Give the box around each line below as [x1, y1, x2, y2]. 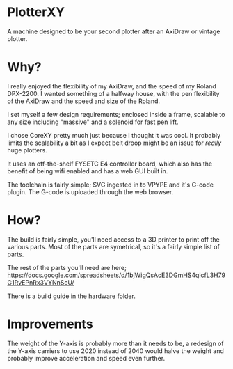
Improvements [7, 316, 93, 331]
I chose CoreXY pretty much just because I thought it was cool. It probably [7, 131, 221, 139]
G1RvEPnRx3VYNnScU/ [7, 278, 74, 286]
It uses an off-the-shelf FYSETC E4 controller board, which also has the [7, 159, 213, 168]
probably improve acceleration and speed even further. [7, 354, 166, 362]
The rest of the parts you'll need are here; [7, 263, 127, 272]
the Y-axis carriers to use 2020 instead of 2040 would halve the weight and [7, 346, 225, 355]
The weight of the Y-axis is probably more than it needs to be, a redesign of [7, 339, 224, 347]
